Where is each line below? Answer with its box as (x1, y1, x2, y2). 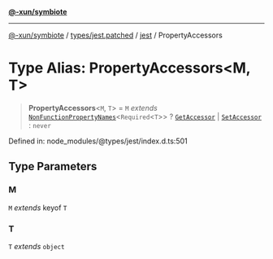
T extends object (8, 241, 65, 251)
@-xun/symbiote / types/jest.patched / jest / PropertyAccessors (8, 30, 223, 40)
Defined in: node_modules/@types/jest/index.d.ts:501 (8, 136, 188, 146)
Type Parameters (8, 160, 97, 173)
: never (28, 120, 51, 129)
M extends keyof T (8, 203, 67, 213)
